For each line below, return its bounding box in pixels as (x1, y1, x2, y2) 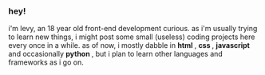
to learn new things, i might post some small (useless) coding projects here (8, 32, 255, 41)
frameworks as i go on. (8, 57, 84, 67)
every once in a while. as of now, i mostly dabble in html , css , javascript (8, 41, 250, 50)
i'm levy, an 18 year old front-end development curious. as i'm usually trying (8, 24, 258, 34)
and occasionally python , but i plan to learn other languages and (8, 49, 223, 59)
